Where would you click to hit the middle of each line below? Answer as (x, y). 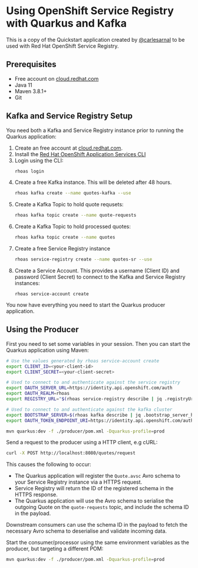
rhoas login (29, 171)
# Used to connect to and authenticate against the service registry (93, 382)
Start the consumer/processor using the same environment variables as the (98, 543)
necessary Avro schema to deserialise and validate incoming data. (86, 531)
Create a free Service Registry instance (62, 249)
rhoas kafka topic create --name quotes (65, 237)
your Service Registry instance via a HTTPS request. (78, 482)
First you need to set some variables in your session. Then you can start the (98, 344)
